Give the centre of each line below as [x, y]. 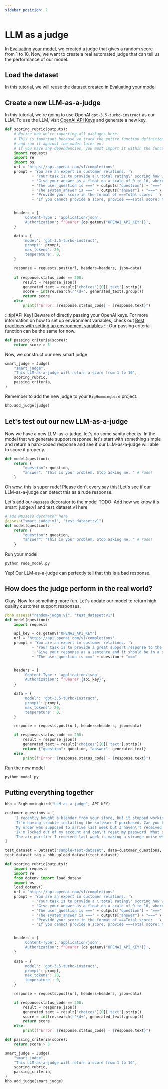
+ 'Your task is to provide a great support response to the [97, 648]
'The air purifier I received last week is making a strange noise [86, 837]
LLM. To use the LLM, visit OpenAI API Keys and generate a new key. [76, 120]
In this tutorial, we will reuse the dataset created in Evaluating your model [80, 87]
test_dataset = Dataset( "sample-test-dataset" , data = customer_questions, [84, 850]
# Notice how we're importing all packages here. [67, 134]
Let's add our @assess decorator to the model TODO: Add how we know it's [82, 502]
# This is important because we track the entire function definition [89, 139]
